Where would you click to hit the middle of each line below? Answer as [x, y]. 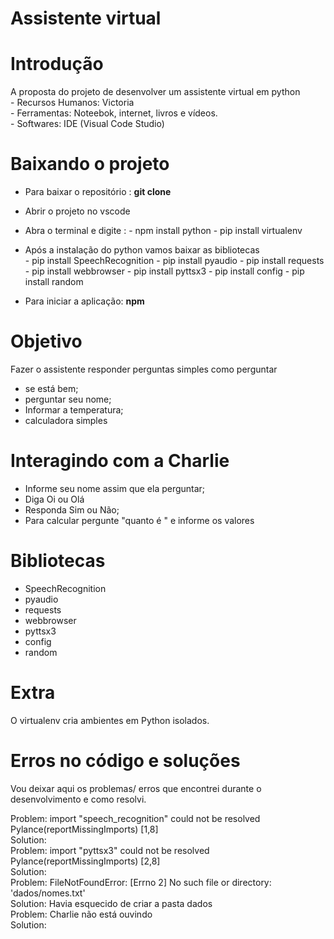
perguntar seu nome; [68, 399]
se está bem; [51, 388]
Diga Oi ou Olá [54, 499]
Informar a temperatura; [74, 410]
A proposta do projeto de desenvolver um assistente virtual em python [155, 92]
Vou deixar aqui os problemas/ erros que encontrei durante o [136, 788]
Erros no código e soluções [125, 761]
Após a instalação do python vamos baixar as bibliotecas [142, 250]
